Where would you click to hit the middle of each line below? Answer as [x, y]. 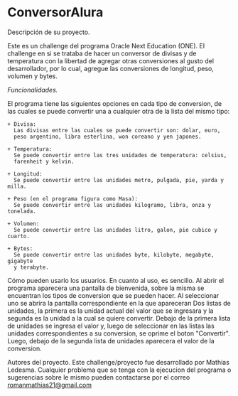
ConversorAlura [55, 12]
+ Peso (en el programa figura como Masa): [73, 199]
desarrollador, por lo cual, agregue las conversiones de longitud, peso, [111, 68]
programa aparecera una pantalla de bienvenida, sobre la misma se [106, 288]
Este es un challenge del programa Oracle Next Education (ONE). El [106, 46]
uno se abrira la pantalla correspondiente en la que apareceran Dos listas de [119, 303]
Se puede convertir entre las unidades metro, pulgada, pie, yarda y [119, 180]
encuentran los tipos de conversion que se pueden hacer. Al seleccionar [113, 295]
